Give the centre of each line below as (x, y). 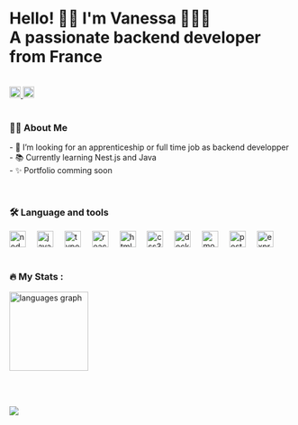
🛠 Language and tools (59, 213)
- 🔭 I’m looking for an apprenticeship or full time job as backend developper (149, 147)
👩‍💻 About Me (38, 127)
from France (56, 57)
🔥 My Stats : (36, 277)
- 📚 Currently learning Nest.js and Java (83, 158)
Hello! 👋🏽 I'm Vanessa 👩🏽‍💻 (110, 18)
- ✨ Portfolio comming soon (61, 171)
